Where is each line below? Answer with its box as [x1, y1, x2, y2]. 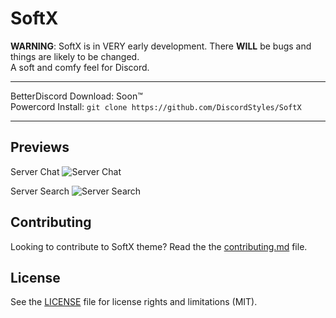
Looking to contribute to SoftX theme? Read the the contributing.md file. [10, 240, 308, 252]
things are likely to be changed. [10, 50, 140, 62]
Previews [10, 139, 70, 156]
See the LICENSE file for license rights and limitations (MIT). [10, 296, 258, 308]
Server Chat [10, 165, 60, 177]
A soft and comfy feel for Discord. [10, 61, 150, 73]
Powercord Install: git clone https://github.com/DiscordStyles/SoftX [10, 100, 302, 112]
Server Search [10, 185, 70, 197]
